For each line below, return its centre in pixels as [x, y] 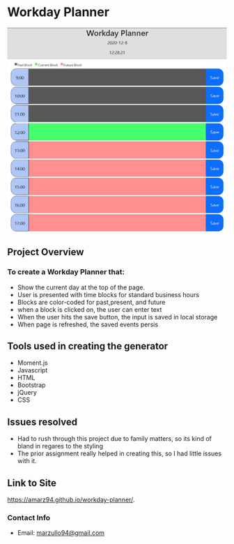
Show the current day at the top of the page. [81, 287]
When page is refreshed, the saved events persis [88, 324]
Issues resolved [42, 422]
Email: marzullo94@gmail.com [61, 533]
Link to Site [32, 483]
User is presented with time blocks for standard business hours [108, 294]
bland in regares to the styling [60, 446]
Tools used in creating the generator [88, 346]
